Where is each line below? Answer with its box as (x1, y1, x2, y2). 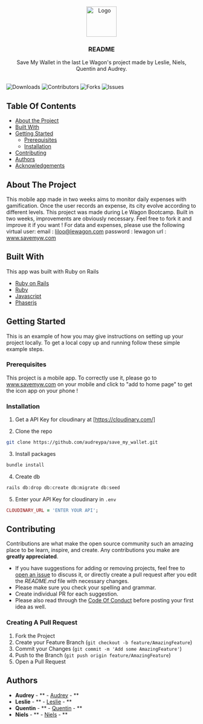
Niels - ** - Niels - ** (14, 711, 68, 718)
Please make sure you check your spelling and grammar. (14, 584, 156, 591)
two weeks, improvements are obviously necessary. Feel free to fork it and (6, 215, 192, 222)
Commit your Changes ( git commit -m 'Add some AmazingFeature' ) (14, 645, 182, 652)
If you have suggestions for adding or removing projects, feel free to (14, 565, 185, 572)
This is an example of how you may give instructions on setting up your (6, 332, 184, 340)
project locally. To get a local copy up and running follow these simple (6, 339, 180, 346)
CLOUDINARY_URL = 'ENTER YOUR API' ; (6, 507, 98, 513)
